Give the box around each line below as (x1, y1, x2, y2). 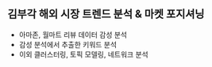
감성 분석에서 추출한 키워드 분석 (18, 39, 117, 49)
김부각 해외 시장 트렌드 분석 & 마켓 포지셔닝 (7, 7, 205, 21)
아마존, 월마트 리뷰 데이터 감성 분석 (18, 30, 128, 39)
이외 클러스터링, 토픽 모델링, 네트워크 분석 (18, 50, 148, 59)
